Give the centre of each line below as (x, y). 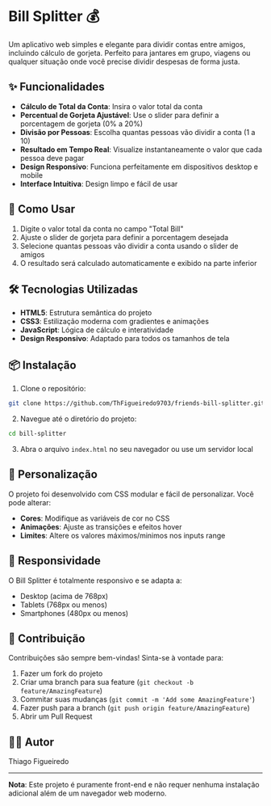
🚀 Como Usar (42, 209)
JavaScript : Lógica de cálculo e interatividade (97, 330)
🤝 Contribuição (47, 638)
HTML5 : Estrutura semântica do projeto (86, 313)
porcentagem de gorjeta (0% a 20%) (81, 124)
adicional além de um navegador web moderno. (88, 793)
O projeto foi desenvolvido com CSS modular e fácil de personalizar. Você (131, 494)
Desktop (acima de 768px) (64, 596)
